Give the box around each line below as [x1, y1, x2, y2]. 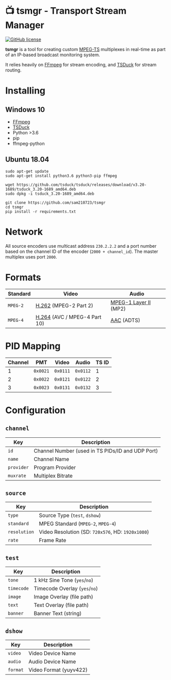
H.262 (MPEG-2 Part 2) [35, 302, 94, 309]
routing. [5, 67, 22, 73]
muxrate [8, 473, 26, 479]
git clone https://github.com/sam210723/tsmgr [5, 200, 106, 205]
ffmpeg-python [12, 140, 45, 147]
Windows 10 [5, 105, 45, 114]
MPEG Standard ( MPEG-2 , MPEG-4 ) [39, 520, 117, 527]
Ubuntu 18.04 [5, 155, 49, 164]
